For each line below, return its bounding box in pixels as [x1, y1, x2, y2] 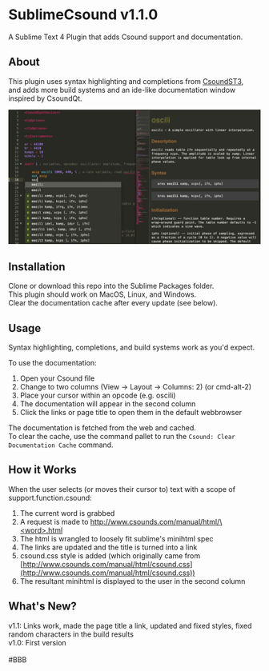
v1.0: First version [8, 637, 66, 647]
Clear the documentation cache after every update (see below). [8, 298, 219, 308]
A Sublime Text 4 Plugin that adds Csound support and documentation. [8, 32, 243, 42]
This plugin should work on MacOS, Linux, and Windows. [8, 290, 197, 299]
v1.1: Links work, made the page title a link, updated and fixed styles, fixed [8, 621, 252, 630]
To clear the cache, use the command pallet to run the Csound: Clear [8, 432, 236, 441]
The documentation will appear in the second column [19, 399, 196, 409]
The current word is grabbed [19, 508, 115, 517]
